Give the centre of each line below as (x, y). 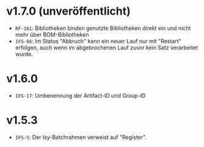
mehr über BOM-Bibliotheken (52, 34)
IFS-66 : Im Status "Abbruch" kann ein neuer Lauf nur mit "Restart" (98, 41)
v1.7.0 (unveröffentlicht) (68, 11)
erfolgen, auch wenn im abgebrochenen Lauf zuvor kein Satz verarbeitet (107, 48)
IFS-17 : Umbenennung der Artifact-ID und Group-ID (80, 95)
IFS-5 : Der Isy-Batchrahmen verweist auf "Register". (81, 137)
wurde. (24, 54)
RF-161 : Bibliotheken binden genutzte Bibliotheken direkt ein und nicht (103, 28)
